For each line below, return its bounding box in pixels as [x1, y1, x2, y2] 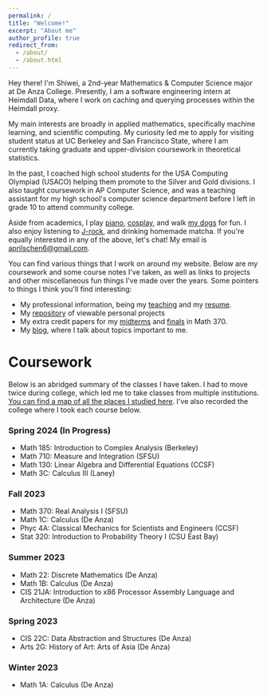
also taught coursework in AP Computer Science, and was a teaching [8, 185, 236, 195]
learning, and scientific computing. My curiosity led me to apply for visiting [8, 127, 254, 137]
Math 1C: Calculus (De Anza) [19, 515, 114, 525]
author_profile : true [8, 34, 80, 42]
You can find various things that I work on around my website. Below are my [8, 259, 258, 268]
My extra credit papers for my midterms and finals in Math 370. [19, 316, 228, 326]
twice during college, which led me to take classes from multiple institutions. [8, 388, 260, 398]
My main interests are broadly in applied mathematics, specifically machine [8, 119, 256, 129]
